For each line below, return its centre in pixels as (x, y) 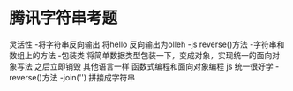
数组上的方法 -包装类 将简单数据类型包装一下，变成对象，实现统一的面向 (141, 55)
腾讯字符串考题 (64, 18)
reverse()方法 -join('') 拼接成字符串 (72, 77)
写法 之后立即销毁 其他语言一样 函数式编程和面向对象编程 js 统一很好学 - (148, 66)
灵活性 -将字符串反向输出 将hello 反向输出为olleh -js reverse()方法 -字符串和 (147, 44)
